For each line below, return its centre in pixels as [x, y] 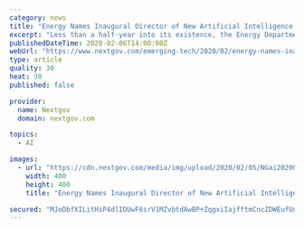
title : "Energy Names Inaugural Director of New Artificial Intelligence [152, 26]
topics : [24, 135]
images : [24, 159]
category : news [38, 18]
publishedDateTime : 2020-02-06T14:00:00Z [89, 43]
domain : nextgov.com [56, 119]
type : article [36, 60]
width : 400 [46, 176]
